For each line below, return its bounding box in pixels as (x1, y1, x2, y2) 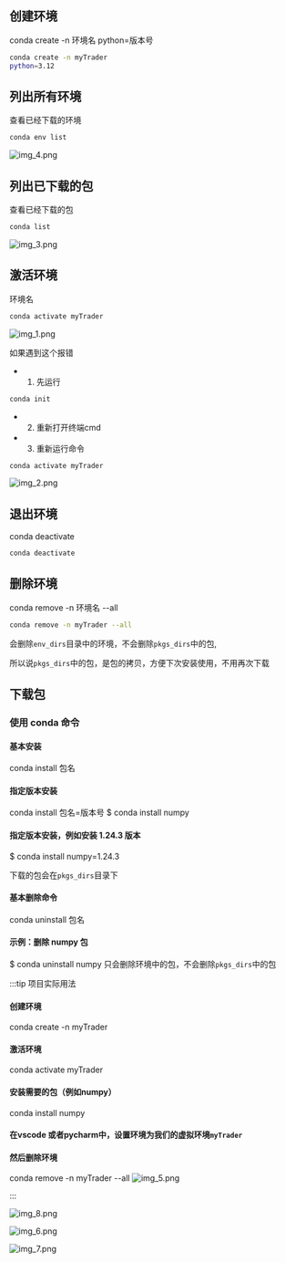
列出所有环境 (9, 89, 82, 104)
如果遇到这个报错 (9, 347, 74, 358)
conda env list (9, 133, 67, 142)
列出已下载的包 (9, 178, 94, 193)
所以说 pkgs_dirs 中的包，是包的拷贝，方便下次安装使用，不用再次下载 (9, 657, 270, 668)
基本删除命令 (9, 892, 57, 903)
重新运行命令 (36, 443, 85, 454)
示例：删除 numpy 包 (9, 936, 88, 947)
